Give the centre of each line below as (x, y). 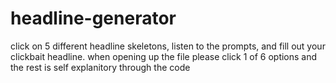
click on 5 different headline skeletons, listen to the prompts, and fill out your (168, 46)
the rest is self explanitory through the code (100, 67)
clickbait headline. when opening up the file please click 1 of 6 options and (164, 56)
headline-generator (93, 18)
